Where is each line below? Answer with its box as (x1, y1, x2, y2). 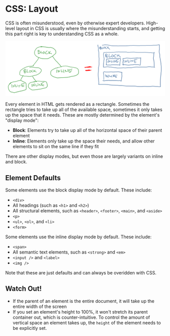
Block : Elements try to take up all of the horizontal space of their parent (12, 127, 162, 133)
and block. (5, 159, 27, 165)
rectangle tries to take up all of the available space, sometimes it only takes (5, 106, 162, 113)
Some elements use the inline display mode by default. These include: (5, 234, 152, 240)
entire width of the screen (12, 303, 67, 310)
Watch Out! (5, 285, 42, 293)
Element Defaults (5, 174, 61, 182)
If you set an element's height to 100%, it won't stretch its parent (12, 309, 148, 315)
